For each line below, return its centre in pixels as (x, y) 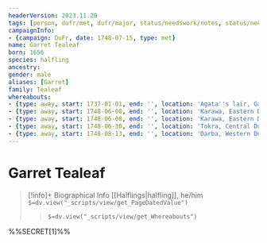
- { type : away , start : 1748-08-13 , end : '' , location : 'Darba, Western (130, 133)
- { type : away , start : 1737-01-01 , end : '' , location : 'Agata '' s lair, (130, 104)
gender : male (30, 75)
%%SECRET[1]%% (39, 231)
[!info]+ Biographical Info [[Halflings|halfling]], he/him (116, 195)
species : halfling (39, 60)
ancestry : (25, 67)
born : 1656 (26, 52)
